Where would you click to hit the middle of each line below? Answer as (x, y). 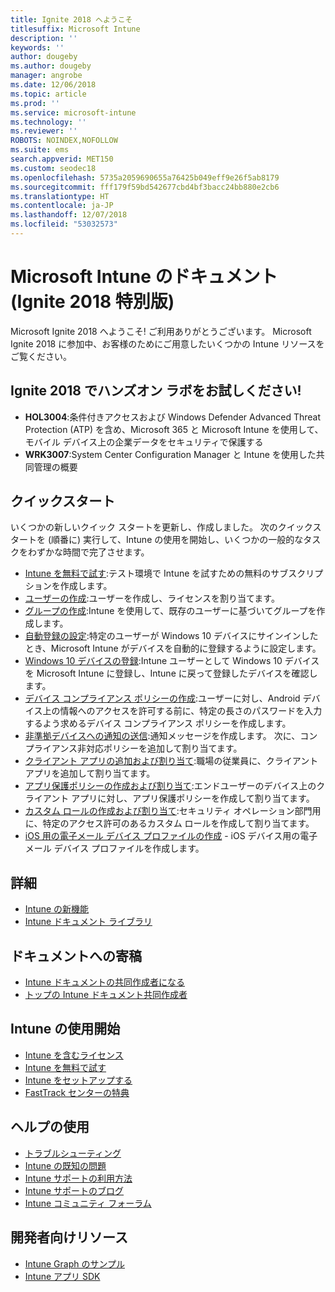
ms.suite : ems (40, 150)
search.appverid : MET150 (62, 159)
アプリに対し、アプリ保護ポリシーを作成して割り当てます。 (193, 798)
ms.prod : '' (35, 103)
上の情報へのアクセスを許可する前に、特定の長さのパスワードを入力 (182, 711)
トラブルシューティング (73, 1153)
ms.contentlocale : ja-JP (62, 206)
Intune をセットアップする (78, 1080)
